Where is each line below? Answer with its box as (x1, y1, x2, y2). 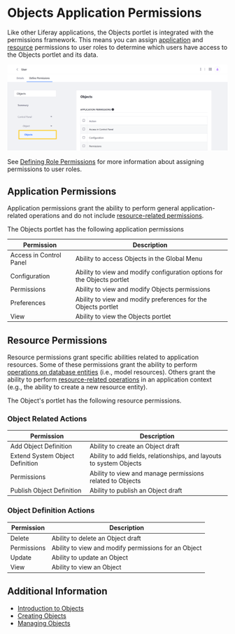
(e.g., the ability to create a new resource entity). (7, 383, 148, 391)
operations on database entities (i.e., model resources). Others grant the (7, 368, 215, 377)
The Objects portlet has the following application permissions (7, 225, 184, 234)
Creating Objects (17, 612, 66, 620)
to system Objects (90, 459, 142, 468)
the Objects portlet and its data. (7, 50, 99, 59)
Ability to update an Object (51, 553, 128, 562)
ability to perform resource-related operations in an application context (7, 375, 212, 384)
